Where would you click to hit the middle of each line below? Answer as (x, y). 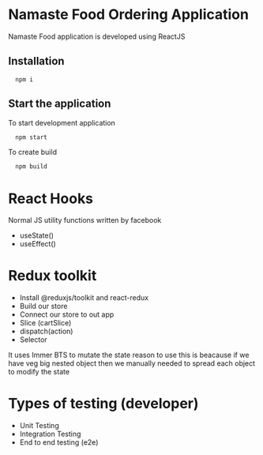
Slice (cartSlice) (45, 323)
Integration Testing (50, 434)
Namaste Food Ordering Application (128, 15)
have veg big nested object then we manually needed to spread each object (131, 363)
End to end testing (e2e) (59, 442)
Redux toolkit (53, 276)
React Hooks (51, 198)
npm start (31, 137)
